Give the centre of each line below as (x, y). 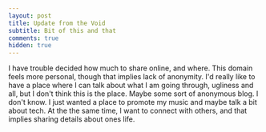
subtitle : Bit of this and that (62, 30)
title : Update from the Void (57, 23)
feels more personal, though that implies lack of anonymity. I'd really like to (132, 77)
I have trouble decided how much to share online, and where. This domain (131, 68)
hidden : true (30, 46)
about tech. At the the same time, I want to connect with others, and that (128, 111)
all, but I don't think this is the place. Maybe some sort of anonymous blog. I (133, 94)
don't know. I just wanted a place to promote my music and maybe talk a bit (133, 102)
